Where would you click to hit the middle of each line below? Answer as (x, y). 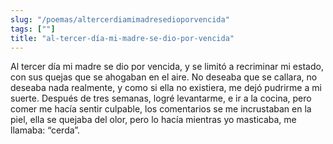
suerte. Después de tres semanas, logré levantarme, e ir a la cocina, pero (161, 98)
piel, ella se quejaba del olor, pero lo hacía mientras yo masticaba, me (153, 120)
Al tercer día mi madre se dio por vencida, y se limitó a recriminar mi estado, (167, 67)
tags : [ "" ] (33, 29)
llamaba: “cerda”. (45, 130)
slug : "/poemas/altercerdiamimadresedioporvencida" (120, 19)
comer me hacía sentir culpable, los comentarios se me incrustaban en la (161, 109)
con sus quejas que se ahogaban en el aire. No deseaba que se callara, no (164, 77)
